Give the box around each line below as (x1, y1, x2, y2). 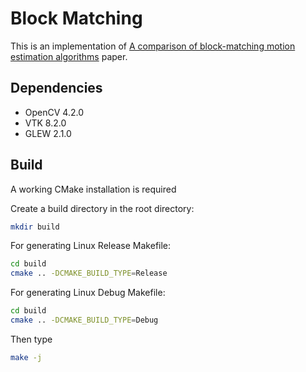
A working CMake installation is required (10, 183, 177, 195)
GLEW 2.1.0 (24, 127, 72, 139)
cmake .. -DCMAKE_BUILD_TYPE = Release (10, 268, 168, 279)
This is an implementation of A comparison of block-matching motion (10, 40, 296, 52)
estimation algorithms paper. (10, 50, 128, 62)
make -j (10, 352, 43, 362)
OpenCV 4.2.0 (24, 106, 84, 118)
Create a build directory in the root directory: (10, 202, 195, 214)
